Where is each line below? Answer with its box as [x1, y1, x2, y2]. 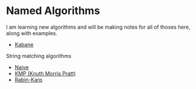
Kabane [14, 41, 34, 48]
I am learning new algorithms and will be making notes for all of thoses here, [6, 23, 191, 30]
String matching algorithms [6, 52, 72, 59]
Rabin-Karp [14, 76, 43, 83]
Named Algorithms [6, 4, 100, 18]
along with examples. [6, 29, 58, 36]
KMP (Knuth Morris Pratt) [14, 70, 76, 77]
